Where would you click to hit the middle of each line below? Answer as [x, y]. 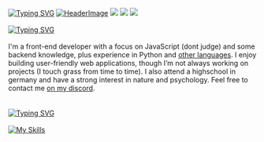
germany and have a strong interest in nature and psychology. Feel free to [128, 80]
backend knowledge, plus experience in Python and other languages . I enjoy [132, 55]
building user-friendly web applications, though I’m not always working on [128, 63]
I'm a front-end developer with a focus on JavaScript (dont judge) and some [132, 46]
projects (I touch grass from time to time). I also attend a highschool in [122, 71]
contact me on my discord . [52, 88]
